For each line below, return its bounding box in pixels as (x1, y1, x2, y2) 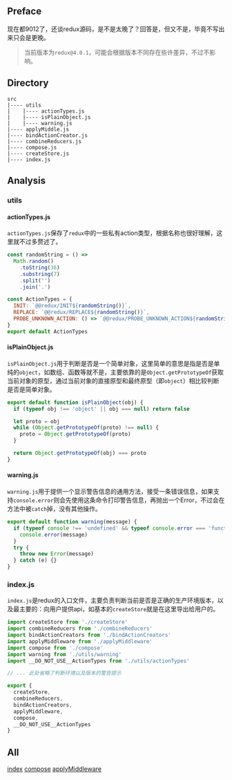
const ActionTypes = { (7, 296, 72, 303)
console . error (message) (19, 531, 88, 538)
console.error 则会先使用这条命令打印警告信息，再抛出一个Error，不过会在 (13, 496, 225, 504)
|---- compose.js (7, 144, 57, 151)
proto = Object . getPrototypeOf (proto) (19, 431, 131, 438)
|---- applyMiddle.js (7, 126, 70, 133)
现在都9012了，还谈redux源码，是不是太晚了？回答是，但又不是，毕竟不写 (7, 24, 219, 33)
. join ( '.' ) (19, 284, 51, 290)
